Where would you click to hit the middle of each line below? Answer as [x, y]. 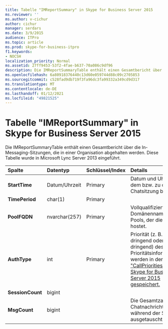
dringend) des [147, 247]
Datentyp [58, 170]
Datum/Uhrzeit [64, 185]
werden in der [147, 259]
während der [145, 313]
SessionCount [25, 292]
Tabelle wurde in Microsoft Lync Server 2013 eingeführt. [63, 158]
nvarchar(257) [64, 217]
